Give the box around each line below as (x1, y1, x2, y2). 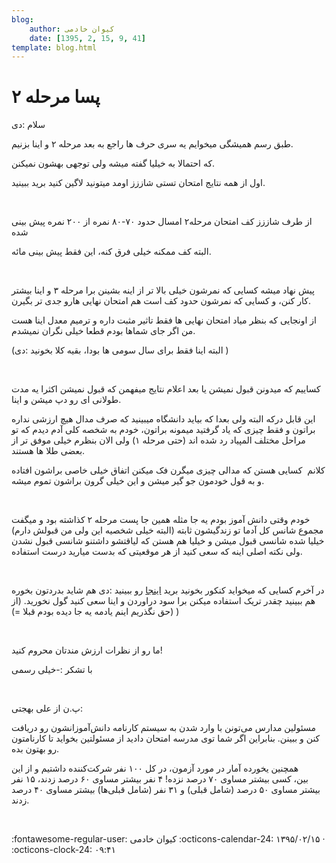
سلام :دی (11, 119, 46, 131)
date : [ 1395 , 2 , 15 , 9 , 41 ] (29, 33, 146, 43)
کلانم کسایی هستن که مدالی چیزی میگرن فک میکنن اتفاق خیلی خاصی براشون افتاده (11, 464, 326, 476)
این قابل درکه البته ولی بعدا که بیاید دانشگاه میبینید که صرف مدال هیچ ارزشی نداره (11, 413, 316, 425)
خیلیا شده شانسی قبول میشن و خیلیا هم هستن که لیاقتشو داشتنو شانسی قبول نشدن (11, 535, 325, 547)
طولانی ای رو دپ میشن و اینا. (11, 394, 122, 406)
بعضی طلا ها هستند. (11, 445, 86, 457)
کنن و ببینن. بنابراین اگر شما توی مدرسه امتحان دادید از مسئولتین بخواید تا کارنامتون (11, 732, 321, 745)
